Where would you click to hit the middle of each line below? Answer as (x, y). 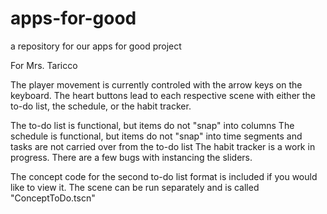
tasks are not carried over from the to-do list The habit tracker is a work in (163, 146)
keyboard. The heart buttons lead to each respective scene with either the (163, 95)
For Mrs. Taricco (44, 65)
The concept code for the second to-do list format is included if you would (164, 176)
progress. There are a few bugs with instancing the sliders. (131, 157)
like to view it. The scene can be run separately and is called (135, 187)
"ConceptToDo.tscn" (53, 198)
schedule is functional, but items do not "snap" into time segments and (156, 136)
